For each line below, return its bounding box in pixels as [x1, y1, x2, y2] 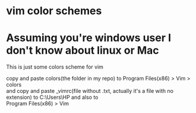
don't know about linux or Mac [6, 44, 159, 57]
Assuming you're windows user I [6, 31, 171, 45]
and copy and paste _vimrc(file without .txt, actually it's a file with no [6, 88, 174, 95]
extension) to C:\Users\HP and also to [6, 93, 99, 101]
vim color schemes [6, 4, 102, 18]
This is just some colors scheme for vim [6, 63, 104, 70]
